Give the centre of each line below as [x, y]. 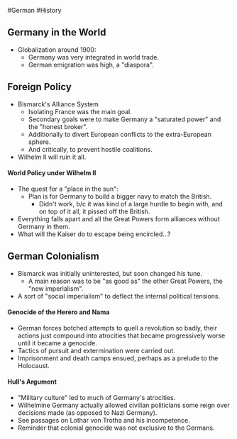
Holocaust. [33, 365]
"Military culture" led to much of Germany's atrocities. [97, 398]
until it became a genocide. [57, 343]
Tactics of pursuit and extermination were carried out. [96, 350]
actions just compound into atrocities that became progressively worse [121, 335]
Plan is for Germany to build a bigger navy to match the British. [120, 196]
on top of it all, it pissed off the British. [94, 211]
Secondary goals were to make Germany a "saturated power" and [125, 119]
